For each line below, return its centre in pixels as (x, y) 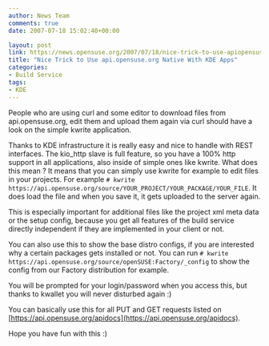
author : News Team (39, 16)
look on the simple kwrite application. (70, 130)
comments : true (34, 23)
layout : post (30, 45)
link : (17, 53)
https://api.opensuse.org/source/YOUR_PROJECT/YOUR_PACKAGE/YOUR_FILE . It (133, 187)
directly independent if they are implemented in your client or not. (116, 228)
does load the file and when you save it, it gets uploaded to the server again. (134, 196)
